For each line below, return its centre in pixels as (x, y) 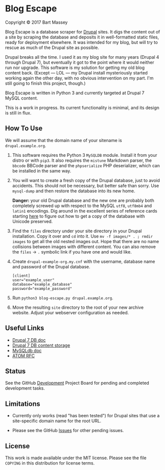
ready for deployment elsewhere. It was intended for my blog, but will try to (82, 42)
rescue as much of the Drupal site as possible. (52, 47)
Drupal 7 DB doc (29, 340)
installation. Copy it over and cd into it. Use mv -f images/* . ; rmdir (82, 236)
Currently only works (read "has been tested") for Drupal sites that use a (86, 416)
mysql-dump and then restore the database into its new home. (74, 191)
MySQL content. (22, 98)
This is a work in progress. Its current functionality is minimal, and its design (82, 108)
